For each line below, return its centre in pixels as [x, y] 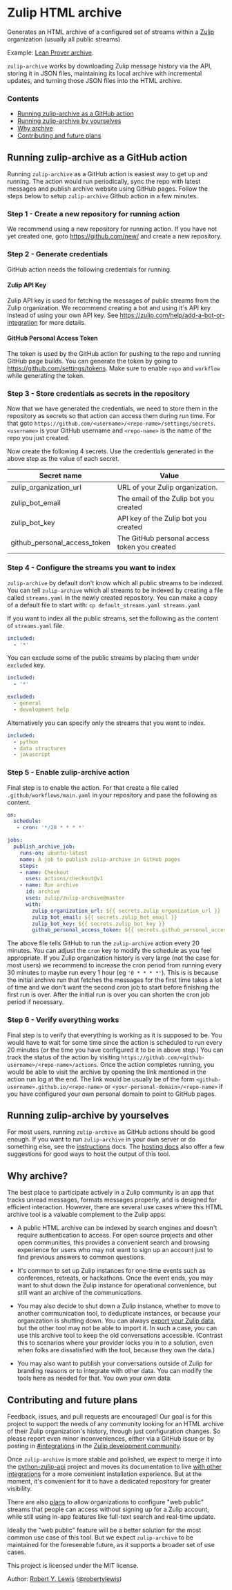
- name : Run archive [49, 885]
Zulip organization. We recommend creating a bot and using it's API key [109, 307]
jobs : [15, 840]
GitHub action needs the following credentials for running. [89, 269]
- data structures [40, 748]
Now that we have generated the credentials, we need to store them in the [113, 408]
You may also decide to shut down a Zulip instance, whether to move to [119, 1306]
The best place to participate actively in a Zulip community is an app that [110, 1193]
